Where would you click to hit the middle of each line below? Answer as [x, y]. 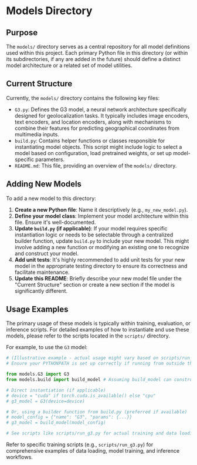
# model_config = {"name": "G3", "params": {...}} [69, 417]
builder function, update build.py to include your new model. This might [102, 241]
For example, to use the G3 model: [47, 347]
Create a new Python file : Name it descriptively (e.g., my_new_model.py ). [101, 209]
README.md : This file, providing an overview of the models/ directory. [96, 165]
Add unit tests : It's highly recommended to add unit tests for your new [100, 259]
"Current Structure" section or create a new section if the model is [94, 285]
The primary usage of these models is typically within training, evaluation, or [98, 323]
